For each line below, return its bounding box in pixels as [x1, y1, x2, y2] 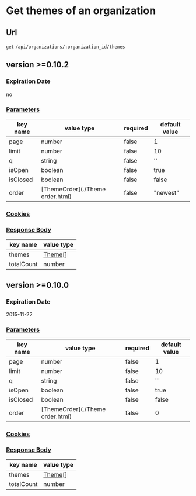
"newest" [153, 188, 180, 197]
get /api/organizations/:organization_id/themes [6, 44, 125, 50]
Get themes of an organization [6, 4, 156, 18]
